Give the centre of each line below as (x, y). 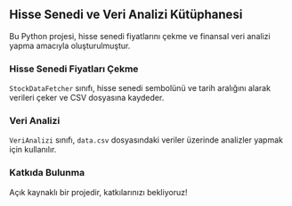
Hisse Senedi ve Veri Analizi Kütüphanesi (126, 15)
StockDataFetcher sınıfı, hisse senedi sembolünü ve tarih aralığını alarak (140, 88)
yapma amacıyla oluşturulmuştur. (70, 45)
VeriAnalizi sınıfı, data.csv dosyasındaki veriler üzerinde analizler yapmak (146, 140)
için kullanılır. (33, 150)
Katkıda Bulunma (47, 173)
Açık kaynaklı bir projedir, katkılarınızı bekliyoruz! (98, 192)
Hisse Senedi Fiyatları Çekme (74, 69)
